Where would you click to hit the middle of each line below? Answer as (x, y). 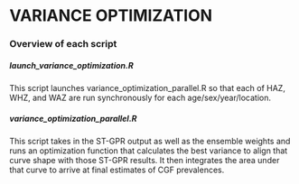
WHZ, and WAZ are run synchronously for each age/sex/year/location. (140, 98)
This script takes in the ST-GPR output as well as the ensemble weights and (150, 142)
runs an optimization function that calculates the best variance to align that (149, 151)
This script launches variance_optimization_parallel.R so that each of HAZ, (148, 88)
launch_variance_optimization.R (71, 65)
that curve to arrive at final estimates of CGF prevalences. (117, 170)
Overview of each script (63, 44)
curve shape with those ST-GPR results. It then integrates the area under (145, 161)
